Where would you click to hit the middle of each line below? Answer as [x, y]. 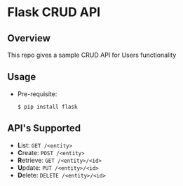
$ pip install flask [47, 107]
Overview [29, 38]
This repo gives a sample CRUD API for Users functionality [92, 55]
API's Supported [44, 128]
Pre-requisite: [37, 94]
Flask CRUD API [54, 12]
